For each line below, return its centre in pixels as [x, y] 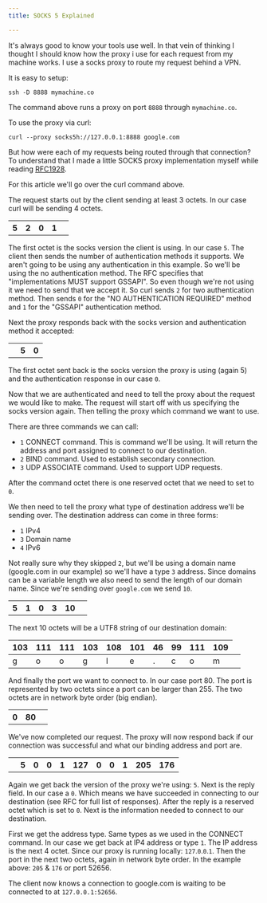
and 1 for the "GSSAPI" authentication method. [85, 307]
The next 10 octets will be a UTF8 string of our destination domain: [118, 627]
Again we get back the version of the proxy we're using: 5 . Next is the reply [132, 784]
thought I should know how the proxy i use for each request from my [121, 53]
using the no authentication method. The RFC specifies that [106, 273]
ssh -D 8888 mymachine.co [51, 92]
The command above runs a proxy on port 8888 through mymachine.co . [123, 107]
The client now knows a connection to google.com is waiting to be [117, 883]
